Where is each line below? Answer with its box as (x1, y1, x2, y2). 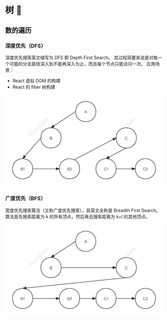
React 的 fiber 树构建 (12, 83, 55, 90)
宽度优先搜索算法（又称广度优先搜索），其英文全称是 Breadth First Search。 (5, 207, 161, 213)
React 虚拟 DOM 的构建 (12, 77, 61, 83)
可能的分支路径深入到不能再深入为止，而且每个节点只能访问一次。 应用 (9, 60, 155, 66)
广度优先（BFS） (5, 195, 46, 202)
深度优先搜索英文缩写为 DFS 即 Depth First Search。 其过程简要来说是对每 (5, 54, 158, 60)
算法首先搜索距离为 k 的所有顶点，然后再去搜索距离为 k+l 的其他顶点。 (5, 213, 150, 219)
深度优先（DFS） (5, 42, 46, 49)
